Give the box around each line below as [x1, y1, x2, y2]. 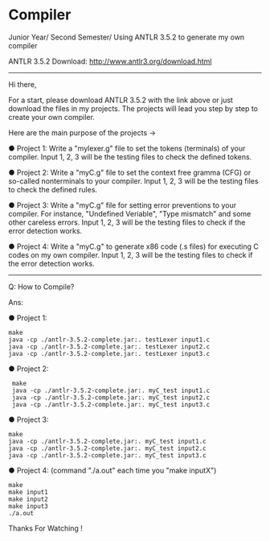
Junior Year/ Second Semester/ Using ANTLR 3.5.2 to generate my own [8, 32, 245, 42]
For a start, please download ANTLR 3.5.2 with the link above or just [8, 95, 233, 105]
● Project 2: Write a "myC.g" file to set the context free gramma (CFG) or [8, 167, 252, 177]
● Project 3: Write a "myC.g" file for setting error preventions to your [8, 200, 237, 210]
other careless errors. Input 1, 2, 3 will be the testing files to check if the [8, 217, 246, 227]
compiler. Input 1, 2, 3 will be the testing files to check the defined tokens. [8, 151, 252, 162]
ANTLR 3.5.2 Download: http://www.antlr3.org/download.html [8, 56, 212, 66]
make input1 [8, 488, 48, 496]
